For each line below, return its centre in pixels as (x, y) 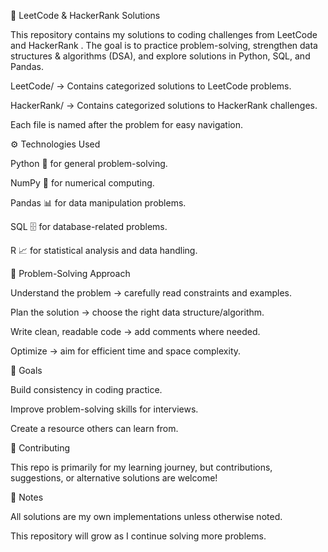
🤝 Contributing (40, 448)
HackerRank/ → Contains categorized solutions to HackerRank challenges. (164, 105)
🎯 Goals (26, 370)
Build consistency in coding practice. (86, 389)
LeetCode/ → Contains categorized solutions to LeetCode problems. (151, 86)
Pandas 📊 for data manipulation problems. (98, 203)
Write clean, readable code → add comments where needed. (135, 331)
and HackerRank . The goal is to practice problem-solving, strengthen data (164, 45)
